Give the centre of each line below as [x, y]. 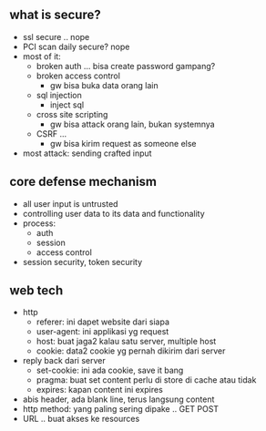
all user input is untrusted [70, 203]
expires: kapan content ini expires [100, 390]
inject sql [67, 105]
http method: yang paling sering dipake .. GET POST [121, 409]
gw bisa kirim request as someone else [123, 143]
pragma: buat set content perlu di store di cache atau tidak [146, 380]
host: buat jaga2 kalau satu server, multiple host [126, 342]
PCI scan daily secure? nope [76, 46]
